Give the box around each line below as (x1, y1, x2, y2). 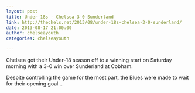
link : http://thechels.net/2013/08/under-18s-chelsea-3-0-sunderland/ (6, 19, 182, 25)
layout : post (6, 8, 38, 15)
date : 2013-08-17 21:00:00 (6, 24, 72, 31)
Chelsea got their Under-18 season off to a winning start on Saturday (6, 56, 172, 63)
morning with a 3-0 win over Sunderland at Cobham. (6, 63, 133, 70)
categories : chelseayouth (6, 35, 69, 41)
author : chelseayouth (6, 30, 59, 36)
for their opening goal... (6, 80, 63, 87)
